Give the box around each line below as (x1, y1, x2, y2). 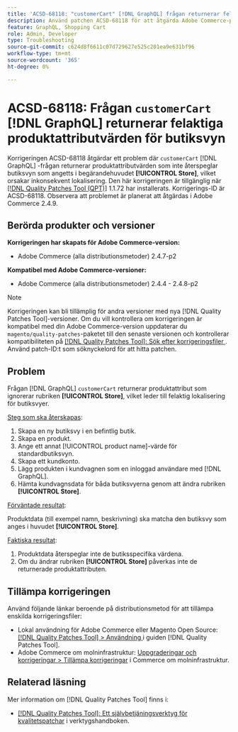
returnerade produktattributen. (17, 565, 108, 574)
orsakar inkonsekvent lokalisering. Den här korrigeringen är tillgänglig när (7, 176, 222, 185)
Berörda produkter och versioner (7, 219, 155, 231)
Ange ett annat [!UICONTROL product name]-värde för (17, 442, 177, 451)
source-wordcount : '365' (7, 57, 81, 64)
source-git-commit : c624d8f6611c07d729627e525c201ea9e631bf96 (7, 43, 195, 50)
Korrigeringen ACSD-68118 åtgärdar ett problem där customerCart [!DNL (7, 153, 217, 162)
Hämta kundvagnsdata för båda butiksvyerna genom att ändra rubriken (17, 480, 225, 488)
